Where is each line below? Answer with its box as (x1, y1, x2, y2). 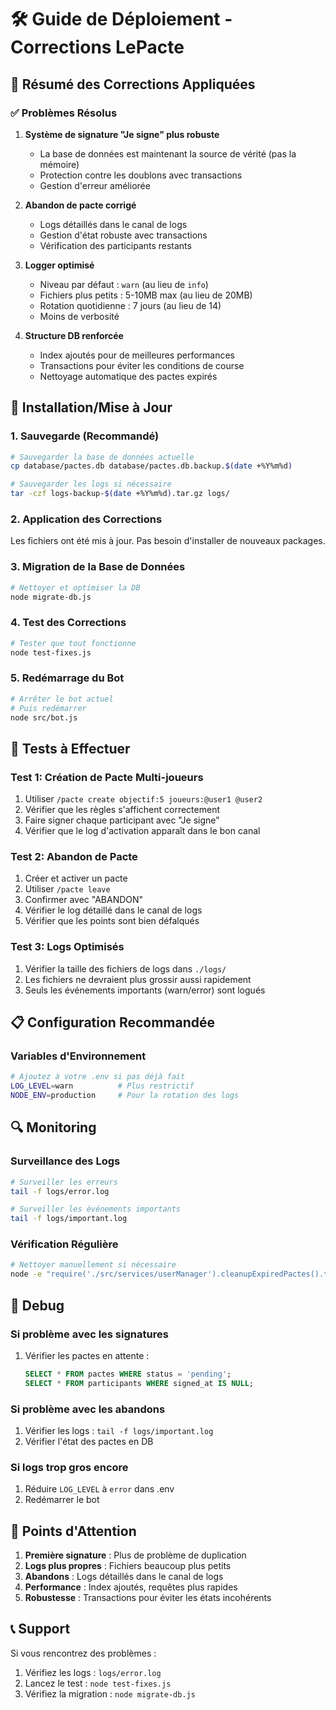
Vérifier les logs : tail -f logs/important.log (24, 1424, 214, 1436)
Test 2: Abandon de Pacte (10, 849, 138, 863)
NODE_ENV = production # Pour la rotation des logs (10, 1091, 240, 1101)
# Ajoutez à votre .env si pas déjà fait (10, 1072, 186, 1082)
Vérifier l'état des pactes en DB (24, 1435, 154, 1447)
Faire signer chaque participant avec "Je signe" (24, 814, 220, 826)
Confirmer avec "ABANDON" (24, 894, 144, 906)
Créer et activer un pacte (24, 872, 128, 885)
